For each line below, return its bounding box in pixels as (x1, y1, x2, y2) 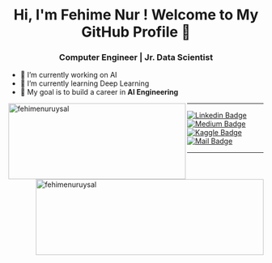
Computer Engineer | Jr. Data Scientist (59, 52, 213, 63)
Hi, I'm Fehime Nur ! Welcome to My (13, 6, 259, 24)
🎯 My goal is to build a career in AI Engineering (19, 87, 179, 97)
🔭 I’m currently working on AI (19, 70, 117, 80)
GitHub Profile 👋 (81, 23, 191, 41)
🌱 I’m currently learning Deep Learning (19, 78, 150, 88)
